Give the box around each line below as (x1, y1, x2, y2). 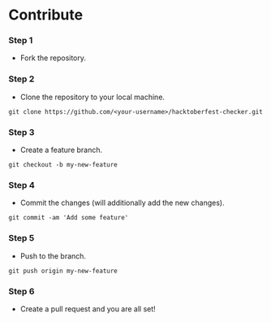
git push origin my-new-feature (8, 267, 118, 275)
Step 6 (8, 285, 35, 297)
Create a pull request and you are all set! (19, 303, 156, 314)
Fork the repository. (19, 53, 87, 63)
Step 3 (8, 126, 35, 137)
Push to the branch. (19, 250, 87, 261)
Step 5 (8, 233, 35, 244)
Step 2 (8, 73, 35, 85)
